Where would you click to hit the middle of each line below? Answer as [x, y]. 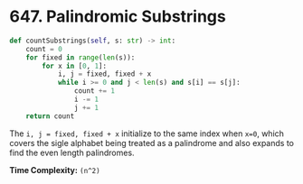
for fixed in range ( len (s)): [80, 57]
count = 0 [44, 49]
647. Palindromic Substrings [118, 17]
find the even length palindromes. [72, 152]
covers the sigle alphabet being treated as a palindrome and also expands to [151, 143]
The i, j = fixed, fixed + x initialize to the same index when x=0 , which [147, 133]
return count [50, 116]
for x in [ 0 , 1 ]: [74, 66]
